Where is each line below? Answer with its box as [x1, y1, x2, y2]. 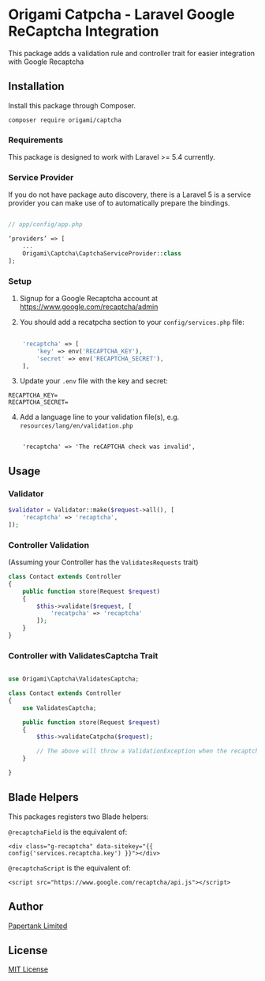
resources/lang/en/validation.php [19, 422, 133, 430]
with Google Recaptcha [8, 57, 84, 66]
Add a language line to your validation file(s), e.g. [19, 413, 180, 422]
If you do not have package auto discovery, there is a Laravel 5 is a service [8, 190, 252, 199]
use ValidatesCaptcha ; [22, 704, 97, 712]
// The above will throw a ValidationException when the [36, 747, 227, 756]
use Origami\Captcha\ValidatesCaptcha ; [8, 675, 140, 683]
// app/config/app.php [8, 221, 83, 228]
